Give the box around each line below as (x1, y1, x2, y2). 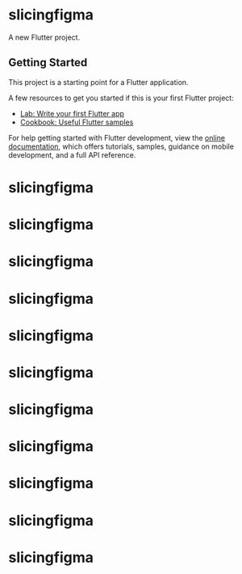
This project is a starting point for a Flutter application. (8, 77, 189, 87)
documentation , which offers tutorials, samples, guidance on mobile (8, 141, 234, 151)
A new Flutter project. (8, 32, 81, 42)
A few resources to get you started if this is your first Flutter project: (8, 93, 234, 103)
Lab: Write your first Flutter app (19, 108, 125, 118)
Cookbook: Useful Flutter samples (19, 117, 134, 127)
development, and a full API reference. (8, 150, 136, 159)
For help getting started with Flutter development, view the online (8, 133, 226, 142)
